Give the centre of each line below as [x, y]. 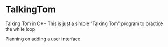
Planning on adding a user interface [43, 39]
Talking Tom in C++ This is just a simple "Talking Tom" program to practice [84, 24]
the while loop [20, 29]
